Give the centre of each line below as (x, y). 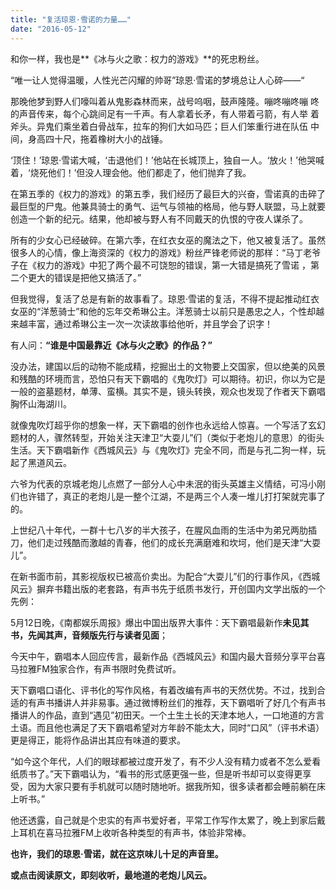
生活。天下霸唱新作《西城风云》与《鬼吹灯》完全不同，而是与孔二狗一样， (163, 450)
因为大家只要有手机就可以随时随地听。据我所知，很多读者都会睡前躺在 (172, 786)
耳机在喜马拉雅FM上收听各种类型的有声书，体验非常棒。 (135, 832)
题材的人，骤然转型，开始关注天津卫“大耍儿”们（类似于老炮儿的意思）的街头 (167, 437)
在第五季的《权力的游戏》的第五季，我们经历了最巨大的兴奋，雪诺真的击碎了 (168, 193)
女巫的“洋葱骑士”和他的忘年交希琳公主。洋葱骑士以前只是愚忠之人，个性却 (163, 311)
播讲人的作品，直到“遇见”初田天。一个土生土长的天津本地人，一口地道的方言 (167, 715)
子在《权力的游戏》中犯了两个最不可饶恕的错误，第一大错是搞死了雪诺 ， (160, 265)
